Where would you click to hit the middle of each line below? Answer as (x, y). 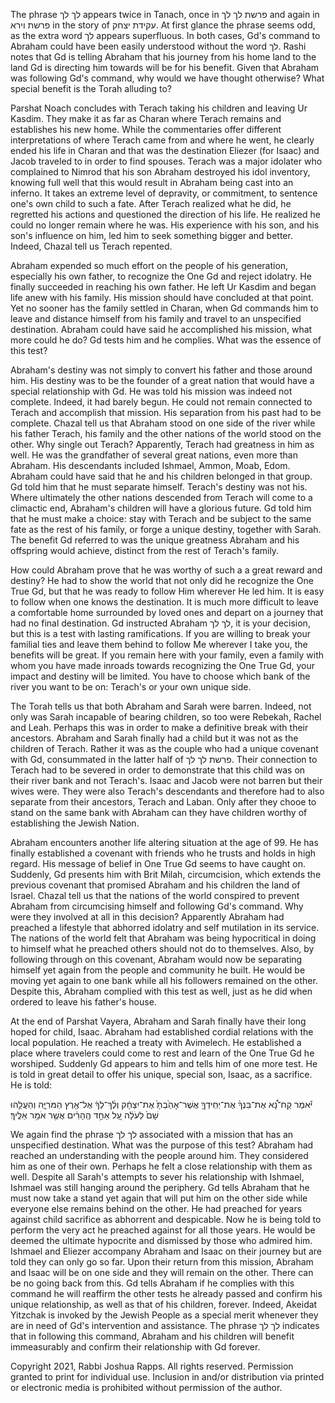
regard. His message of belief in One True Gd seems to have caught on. (158, 863)
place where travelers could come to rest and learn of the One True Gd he (162, 1053)
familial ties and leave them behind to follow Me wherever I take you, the (159, 644)
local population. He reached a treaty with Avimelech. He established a (156, 1042)
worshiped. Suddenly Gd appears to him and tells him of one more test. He (164, 1063)
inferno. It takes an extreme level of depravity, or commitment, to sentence (164, 193)
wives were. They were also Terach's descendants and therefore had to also (167, 791)
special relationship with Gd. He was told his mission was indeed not (151, 391)
